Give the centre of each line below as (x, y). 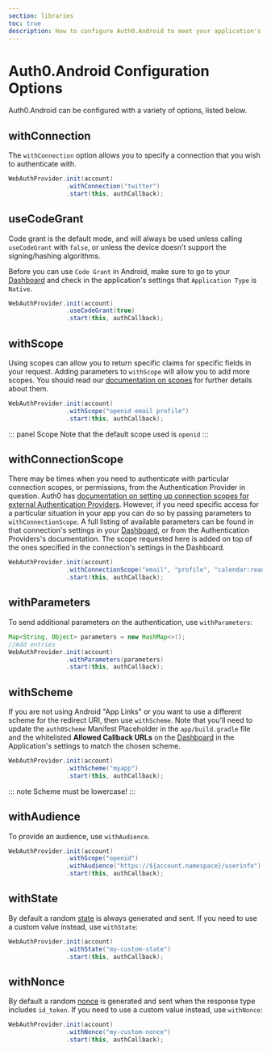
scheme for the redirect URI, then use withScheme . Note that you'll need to (130, 720)
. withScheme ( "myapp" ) (102, 768)
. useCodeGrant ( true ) (100, 311)
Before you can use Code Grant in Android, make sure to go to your (119, 271)
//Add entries (32, 644)
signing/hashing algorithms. (54, 255)
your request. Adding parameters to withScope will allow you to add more (129, 371)
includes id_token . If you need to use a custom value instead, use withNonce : (135, 1010)
